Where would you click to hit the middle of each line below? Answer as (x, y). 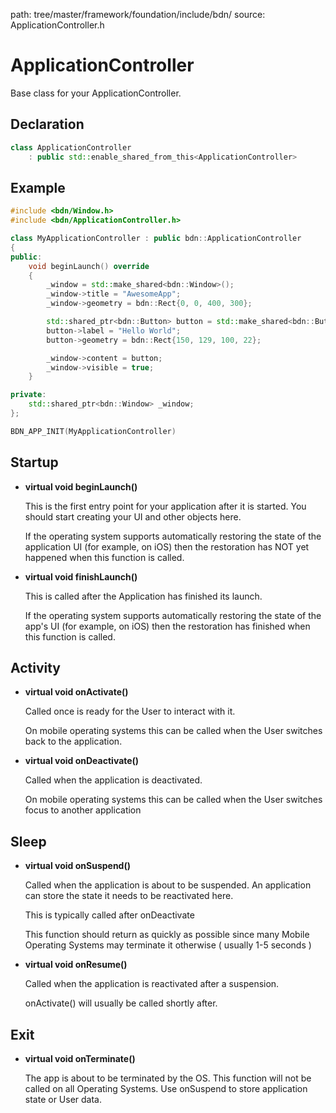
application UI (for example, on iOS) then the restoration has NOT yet (167, 546)
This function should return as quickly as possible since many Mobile (167, 935)
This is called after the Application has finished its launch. (143, 596)
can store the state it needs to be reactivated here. (129, 896)
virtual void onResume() (76, 965)
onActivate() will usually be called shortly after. (121, 1003)
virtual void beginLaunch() (81, 486)
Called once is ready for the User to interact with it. (130, 711)
